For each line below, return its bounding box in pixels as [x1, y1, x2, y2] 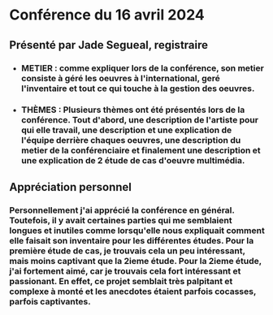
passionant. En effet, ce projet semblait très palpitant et [9, 275, 233, 287]
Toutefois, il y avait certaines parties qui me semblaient [9, 214, 232, 226]
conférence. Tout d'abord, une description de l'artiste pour [20, 114, 259, 126]
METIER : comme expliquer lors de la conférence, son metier [20, 63, 265, 74]
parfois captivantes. [9, 296, 92, 307]
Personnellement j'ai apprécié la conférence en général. [9, 205, 235, 216]
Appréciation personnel [9, 180, 132, 194]
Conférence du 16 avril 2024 [9, 6, 206, 24]
